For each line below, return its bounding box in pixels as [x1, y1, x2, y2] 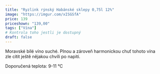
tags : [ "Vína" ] [5, 26, 37, 31]
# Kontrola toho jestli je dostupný [5, 30, 81, 35]
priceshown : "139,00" [5, 21, 50, 26]
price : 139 [5, 16, 28, 21]
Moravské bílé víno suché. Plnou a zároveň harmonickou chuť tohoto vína [5, 48, 156, 54]
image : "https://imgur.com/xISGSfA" [5, 12, 81, 17]
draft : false [5, 35, 32, 40]
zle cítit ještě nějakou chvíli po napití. [5, 53, 80, 59]
